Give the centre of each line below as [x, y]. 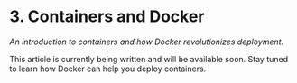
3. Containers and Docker [107, 17]
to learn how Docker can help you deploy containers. [108, 69]
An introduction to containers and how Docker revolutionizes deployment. [147, 41]
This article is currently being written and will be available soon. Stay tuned [149, 59]
